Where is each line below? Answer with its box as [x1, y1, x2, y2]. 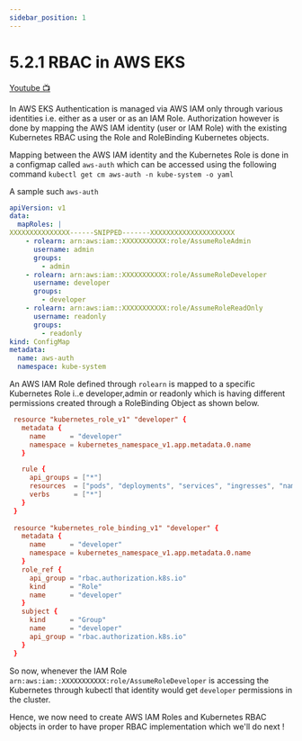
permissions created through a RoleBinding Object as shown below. [9, 398, 260, 409]
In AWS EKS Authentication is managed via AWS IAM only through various [9, 103, 283, 113]
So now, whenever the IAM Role [9, 665, 128, 676]
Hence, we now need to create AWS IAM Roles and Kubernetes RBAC [9, 711, 267, 722]
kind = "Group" [29, 616, 106, 625]
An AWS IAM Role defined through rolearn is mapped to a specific [9, 379, 256, 390]
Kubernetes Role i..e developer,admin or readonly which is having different [9, 388, 286, 399]
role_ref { [21, 565, 63, 574]
